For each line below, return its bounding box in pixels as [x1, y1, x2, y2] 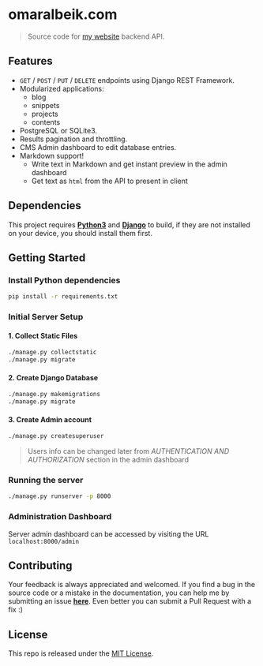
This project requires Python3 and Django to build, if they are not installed [8, 219, 251, 230]
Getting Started [8, 251, 86, 264]
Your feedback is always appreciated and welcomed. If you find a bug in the [8, 580, 256, 589]
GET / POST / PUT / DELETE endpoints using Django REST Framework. [19, 75, 235, 84]
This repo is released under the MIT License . [8, 649, 154, 658]
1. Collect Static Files [8, 331, 78, 340]
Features [8, 54, 53, 68]
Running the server [8, 474, 84, 485]
